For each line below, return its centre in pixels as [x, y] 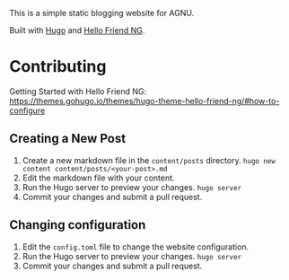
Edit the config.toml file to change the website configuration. [136, 247]
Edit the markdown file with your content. [98, 178]
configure [27, 110]
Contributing [58, 67]
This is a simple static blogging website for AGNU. [102, 13]
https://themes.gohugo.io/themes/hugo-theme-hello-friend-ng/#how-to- [144, 101]
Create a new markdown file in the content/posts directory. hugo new [149, 160]
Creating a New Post [68, 139]
